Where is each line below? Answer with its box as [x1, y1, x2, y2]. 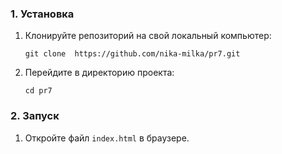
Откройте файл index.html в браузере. [24, 132, 190, 144]
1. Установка [10, 7, 75, 21]
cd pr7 [24, 86, 53, 96]
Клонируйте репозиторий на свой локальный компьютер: [24, 30, 272, 42]
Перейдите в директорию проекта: [24, 67, 175, 79]
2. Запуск [10, 109, 60, 123]
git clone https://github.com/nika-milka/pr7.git [24, 49, 241, 59]
